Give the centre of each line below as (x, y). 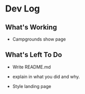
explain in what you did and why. (46, 76)
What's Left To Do (34, 55)
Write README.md (31, 67)
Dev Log (22, 9)
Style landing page (32, 86)
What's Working (31, 27)
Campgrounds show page (39, 39)
